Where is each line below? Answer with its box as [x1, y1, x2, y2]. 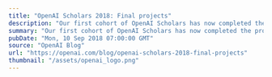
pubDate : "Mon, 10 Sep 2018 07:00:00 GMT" [8, 34, 154, 43]
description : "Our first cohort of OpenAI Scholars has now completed [8, 19, 252, 27]
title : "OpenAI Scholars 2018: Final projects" [8, 11, 172, 20]
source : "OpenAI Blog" [8, 42, 85, 50]
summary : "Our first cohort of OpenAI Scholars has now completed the [8, 26, 252, 34]
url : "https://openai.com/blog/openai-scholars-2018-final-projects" [8, 49, 249, 57]
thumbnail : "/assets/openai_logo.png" [8, 57, 139, 65]
